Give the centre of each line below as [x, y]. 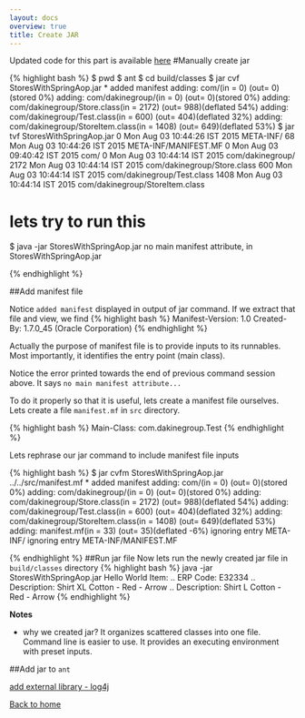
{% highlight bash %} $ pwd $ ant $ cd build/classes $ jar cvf [125, 78]
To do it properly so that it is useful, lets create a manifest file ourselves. [144, 400]
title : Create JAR [44, 35]
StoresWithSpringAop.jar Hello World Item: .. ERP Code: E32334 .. [133, 578]
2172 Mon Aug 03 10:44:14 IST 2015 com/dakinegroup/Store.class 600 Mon [151, 166]
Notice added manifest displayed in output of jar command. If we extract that [152, 309]
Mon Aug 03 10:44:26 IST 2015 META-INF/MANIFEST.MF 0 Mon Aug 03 [144, 146]
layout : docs [34, 18]
